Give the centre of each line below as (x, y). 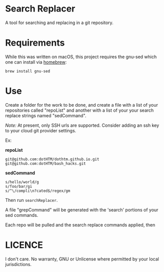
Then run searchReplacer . (31, 200)
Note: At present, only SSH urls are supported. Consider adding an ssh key (82, 125)
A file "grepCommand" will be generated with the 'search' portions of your (82, 210)
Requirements (35, 43)
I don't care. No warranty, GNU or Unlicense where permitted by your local (82, 259)
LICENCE (24, 245)
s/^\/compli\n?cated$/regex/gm (38, 191)
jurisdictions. (18, 264)
